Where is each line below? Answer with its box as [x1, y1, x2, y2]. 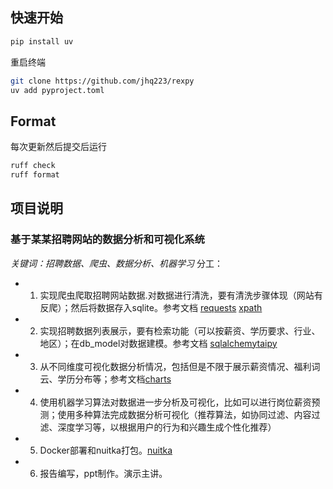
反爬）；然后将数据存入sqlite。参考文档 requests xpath [39, 301, 263, 313]
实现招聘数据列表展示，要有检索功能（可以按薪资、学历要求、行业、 [39, 324, 321, 337]
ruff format [10, 170, 60, 180]
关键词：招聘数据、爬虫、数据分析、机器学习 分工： [10, 257, 223, 269]
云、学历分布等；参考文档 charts [39, 373, 172, 385]
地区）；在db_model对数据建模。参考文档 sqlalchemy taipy [39, 337, 278, 349]
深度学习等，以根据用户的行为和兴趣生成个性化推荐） [57, 421, 277, 433]
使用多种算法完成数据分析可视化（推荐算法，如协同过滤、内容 [57, 408, 312, 420]
